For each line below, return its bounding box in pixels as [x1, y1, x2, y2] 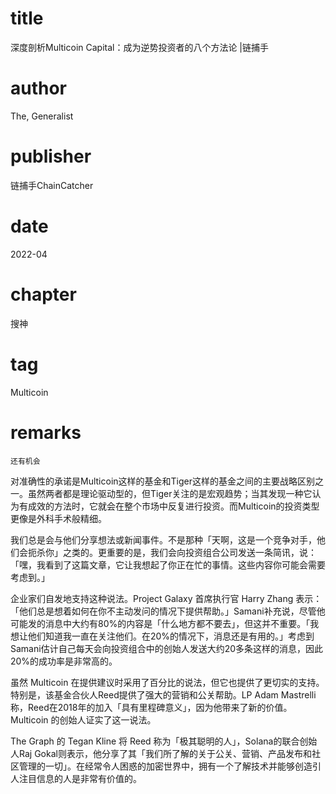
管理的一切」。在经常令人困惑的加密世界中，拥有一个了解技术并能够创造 [18, 760, 313, 772]
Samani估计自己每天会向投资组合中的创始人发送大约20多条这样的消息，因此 [10, 642, 323, 654]
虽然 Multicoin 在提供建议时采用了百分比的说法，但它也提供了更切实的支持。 [10, 676, 325, 688]
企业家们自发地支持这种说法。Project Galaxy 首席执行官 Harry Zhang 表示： [10, 592, 323, 604]
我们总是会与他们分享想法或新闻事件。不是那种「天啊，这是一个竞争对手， [10, 533, 317, 546]
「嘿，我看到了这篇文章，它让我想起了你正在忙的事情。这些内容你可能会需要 [10, 558, 326, 571]
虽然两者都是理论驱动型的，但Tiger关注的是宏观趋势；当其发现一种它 [27, 487, 313, 499]
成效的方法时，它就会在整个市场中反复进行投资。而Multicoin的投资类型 [27, 500, 320, 512]
